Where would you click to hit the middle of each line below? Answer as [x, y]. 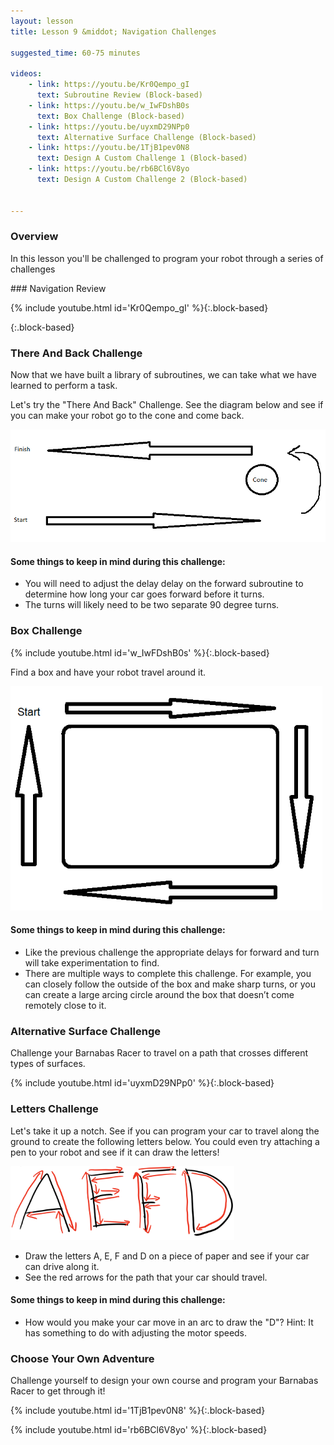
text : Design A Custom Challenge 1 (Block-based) [142, 158]
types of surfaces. [48, 1064]
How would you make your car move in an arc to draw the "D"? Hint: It [169, 1322]
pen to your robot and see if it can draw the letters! [115, 1152]
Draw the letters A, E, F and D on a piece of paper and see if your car [167, 1256]
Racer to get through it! [58, 1391]
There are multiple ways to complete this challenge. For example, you [168, 973]
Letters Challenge [54, 1109]
